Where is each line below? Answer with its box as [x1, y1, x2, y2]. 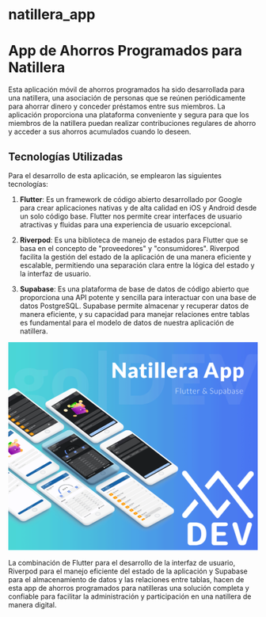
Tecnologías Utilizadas [8, 150, 123, 163]
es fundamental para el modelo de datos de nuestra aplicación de [19, 318, 234, 327]
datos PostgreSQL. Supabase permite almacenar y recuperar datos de [19, 301, 249, 310]
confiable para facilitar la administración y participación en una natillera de [8, 592, 252, 601]
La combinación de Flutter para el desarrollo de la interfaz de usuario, [8, 558, 236, 567]
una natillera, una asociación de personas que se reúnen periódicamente [8, 93, 246, 103]
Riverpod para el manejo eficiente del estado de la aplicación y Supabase [8, 566, 248, 576]
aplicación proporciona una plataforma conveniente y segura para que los [8, 110, 249, 120]
